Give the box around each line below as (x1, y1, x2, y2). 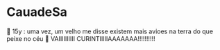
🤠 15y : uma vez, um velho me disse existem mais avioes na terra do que (6, 27, 213, 35)
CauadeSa (6, 4, 67, 20)
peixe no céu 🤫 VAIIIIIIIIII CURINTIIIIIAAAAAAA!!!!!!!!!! (6, 34, 155, 42)
